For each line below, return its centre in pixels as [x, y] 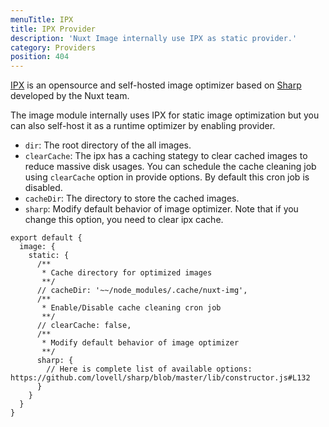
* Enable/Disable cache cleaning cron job [131, 308]
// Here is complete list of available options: [149, 369]
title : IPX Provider [53, 29]
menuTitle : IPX [42, 19]
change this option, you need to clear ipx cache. [124, 220]
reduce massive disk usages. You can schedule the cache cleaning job [170, 167]
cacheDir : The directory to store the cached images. [132, 198]
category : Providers [53, 47]
